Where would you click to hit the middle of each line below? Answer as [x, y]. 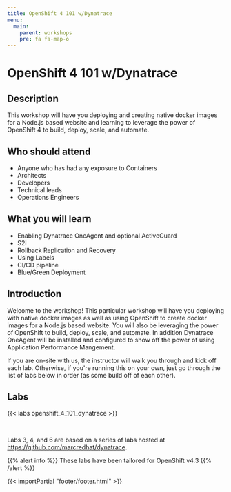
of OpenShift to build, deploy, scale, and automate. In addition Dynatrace [110, 332]
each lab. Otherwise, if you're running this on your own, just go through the [114, 368]
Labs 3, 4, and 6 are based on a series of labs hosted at [86, 440]
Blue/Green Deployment [51, 272]
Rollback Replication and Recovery [66, 250]
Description [33, 98]
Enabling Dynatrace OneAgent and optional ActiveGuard [97, 236]
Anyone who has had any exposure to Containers [87, 168]
